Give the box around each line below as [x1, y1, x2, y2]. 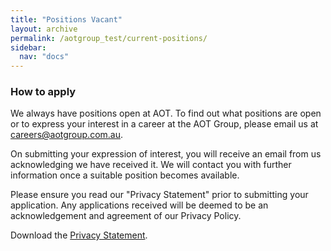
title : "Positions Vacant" [10, 14, 123, 25]
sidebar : [10, 42, 47, 53]
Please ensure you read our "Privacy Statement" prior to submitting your [10, 189, 309, 201]
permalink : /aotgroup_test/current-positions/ [10, 33, 208, 43]
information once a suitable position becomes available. [10, 169, 240, 181]
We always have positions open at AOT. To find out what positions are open [10, 107, 322, 120]
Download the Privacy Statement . [10, 229, 148, 241]
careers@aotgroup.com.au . [10, 129, 124, 141]
